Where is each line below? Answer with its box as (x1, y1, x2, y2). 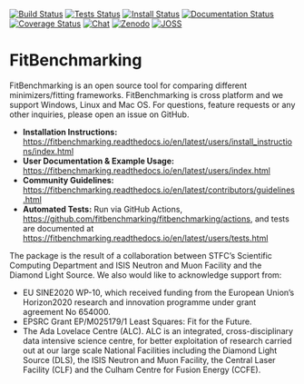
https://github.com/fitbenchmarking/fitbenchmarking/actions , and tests (22, 213, 290, 224)
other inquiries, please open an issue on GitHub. (9, 109, 190, 120)
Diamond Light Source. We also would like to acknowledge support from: (9, 269, 282, 281)
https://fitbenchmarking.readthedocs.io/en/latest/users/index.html (22, 164, 270, 176)
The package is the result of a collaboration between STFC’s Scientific (9, 250, 272, 261)
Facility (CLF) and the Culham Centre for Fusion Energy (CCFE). (22, 364, 261, 375)
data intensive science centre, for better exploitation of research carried (22, 335, 292, 346)
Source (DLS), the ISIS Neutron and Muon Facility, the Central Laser (22, 354, 276, 365)
